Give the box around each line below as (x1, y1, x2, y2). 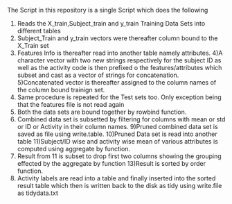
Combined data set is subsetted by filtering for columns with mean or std (17, 115, 226, 124)
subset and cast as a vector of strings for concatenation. (17, 71, 179, 79)
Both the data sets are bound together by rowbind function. (17, 108, 187, 116)
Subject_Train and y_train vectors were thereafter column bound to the (17, 34, 218, 42)
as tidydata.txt (17, 189, 59, 197)
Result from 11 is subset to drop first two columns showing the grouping (17, 152, 222, 160)
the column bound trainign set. (17, 86, 105, 94)
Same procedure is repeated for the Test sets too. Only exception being (17, 93, 222, 101)
